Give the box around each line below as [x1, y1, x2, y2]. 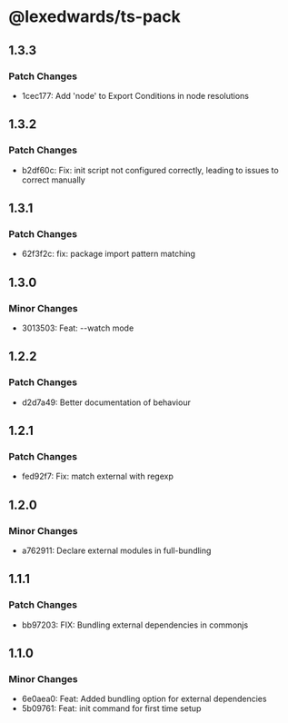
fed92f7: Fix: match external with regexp [21, 470, 174, 482]
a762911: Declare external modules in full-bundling [21, 545, 212, 556]
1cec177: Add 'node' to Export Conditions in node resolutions [21, 90, 250, 101]
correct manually [21, 174, 85, 185]
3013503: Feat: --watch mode [21, 322, 134, 333]
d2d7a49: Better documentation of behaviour [21, 397, 192, 408]
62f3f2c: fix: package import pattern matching [21, 248, 196, 260]
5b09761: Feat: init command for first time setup [21, 703, 202, 714]
